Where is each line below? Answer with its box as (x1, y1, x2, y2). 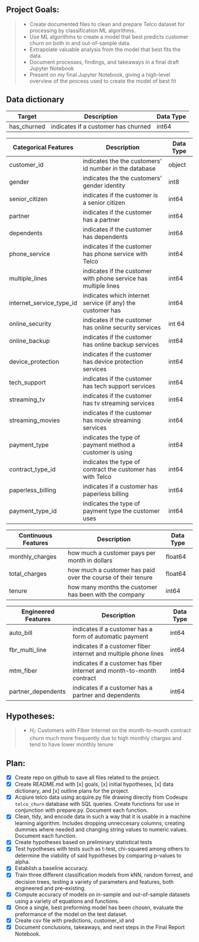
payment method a (82, 440, 135, 449)
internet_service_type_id (9, 298, 78, 307)
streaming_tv (9, 395, 46, 404)
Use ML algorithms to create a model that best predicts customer (29, 33, 189, 40)
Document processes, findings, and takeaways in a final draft (29, 58, 179, 65)
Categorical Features (12, 143, 74, 151)
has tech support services (82, 382, 156, 390)
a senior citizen (82, 199, 126, 207)
